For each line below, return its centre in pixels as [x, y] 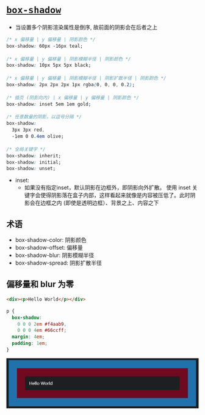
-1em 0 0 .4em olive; [38, 136]
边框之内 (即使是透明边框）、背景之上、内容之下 [100, 203]
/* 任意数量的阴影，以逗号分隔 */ [44, 117]
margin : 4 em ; [28, 337]
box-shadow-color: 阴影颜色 [51, 240]
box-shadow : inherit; [34, 155]
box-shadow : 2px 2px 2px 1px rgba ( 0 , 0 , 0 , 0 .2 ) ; [71, 85]
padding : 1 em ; [30, 343]
